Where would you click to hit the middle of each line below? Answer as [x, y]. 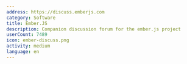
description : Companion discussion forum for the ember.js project [94, 29]
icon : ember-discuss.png [38, 40]
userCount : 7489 [27, 35]
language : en [23, 52]
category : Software [31, 18]
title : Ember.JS [27, 23]
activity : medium [28, 46]
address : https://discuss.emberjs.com [55, 12]
